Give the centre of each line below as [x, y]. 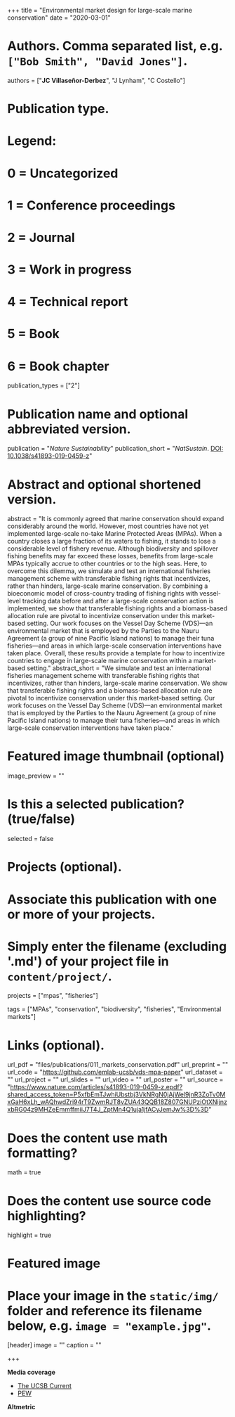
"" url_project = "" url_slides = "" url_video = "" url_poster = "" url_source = [115, 1079]
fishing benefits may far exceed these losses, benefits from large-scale [110, 556]
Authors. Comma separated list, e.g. [115, 46]
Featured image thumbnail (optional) [116, 756]
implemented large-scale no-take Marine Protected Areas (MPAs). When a [115, 534]
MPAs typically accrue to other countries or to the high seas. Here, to [107, 564]
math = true [24, 1172]
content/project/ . [60, 976]
